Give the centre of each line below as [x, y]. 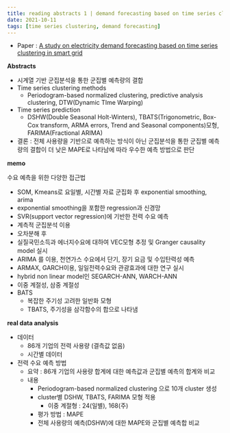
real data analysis [33, 323]
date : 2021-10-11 [32, 20]
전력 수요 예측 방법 [42, 363]
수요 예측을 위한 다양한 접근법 [47, 177]
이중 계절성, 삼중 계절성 [48, 285]
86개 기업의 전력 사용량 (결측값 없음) [76, 346]
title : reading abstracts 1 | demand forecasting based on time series [111, 13]
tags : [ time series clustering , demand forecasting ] [84, 26]
